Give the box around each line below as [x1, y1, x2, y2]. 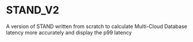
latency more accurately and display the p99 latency [6, 29, 132, 36]
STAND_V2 [6, 3, 59, 17]
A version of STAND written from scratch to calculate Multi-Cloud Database [6, 23, 188, 30]
